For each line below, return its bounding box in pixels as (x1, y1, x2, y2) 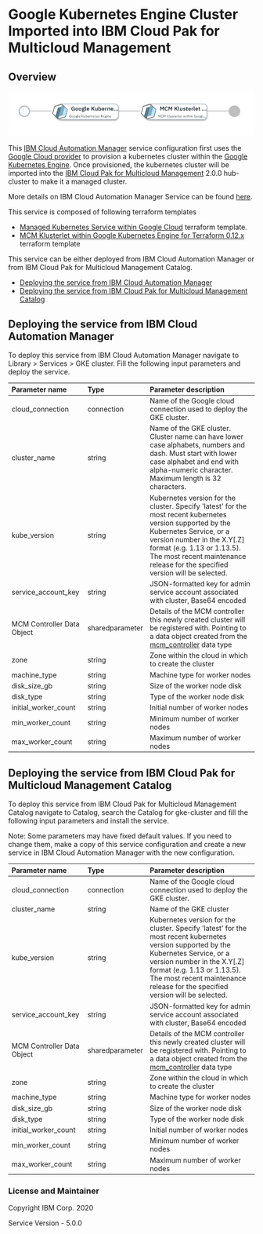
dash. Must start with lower (150, 449, 237, 458)
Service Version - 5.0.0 (8, 1218, 82, 1228)
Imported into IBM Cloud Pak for (8, 22, 221, 40)
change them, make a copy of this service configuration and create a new (8, 840, 247, 849)
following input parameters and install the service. (8, 816, 170, 826)
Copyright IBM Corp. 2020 (8, 1203, 94, 1213)
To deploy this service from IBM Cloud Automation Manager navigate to (8, 351, 240, 360)
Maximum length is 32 (150, 473, 222, 484)
